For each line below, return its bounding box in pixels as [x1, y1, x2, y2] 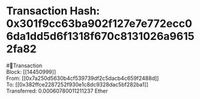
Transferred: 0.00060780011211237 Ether [6, 87, 108, 94]
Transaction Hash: [6, 4, 100, 18]
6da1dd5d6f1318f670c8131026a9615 [6, 30, 195, 43]
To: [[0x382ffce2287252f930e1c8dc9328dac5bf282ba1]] [6, 81, 149, 88]
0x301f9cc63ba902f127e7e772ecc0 [6, 17, 192, 30]
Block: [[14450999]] [6, 68, 56, 75]
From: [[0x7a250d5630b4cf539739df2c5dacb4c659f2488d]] [6, 75, 159, 82]
